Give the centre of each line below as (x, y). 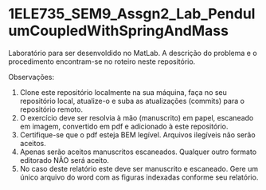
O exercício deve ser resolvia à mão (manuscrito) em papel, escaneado (137, 117)
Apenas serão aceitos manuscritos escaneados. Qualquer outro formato (138, 152)
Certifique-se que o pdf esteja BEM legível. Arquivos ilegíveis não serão (138, 135)
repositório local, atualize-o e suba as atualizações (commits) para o (132, 101)
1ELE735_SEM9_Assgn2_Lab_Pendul (132, 14)
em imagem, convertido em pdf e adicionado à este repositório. (124, 126)
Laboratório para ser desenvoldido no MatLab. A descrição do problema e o (133, 53)
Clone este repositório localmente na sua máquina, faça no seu (123, 92)
